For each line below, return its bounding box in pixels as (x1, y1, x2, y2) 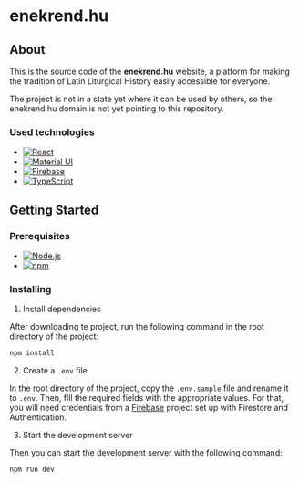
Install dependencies (22, 303, 102, 315)
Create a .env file (22, 365, 88, 376)
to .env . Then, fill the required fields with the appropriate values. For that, (9, 393, 284, 404)
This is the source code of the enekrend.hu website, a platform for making (9, 66, 290, 77)
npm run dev (9, 465, 55, 475)
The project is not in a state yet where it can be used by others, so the (9, 93, 273, 104)
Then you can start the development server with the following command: (9, 447, 283, 458)
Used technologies (9, 125, 95, 138)
